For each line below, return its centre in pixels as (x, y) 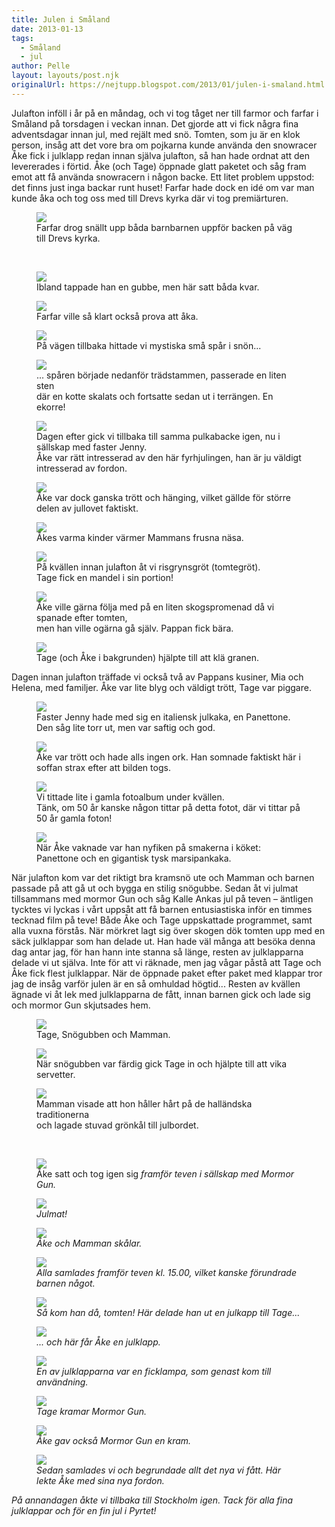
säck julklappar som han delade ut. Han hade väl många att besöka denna (163, 941)
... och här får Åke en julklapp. (98, 1342)
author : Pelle (41, 66)
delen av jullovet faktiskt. (87, 508)
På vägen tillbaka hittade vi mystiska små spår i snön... (149, 345)
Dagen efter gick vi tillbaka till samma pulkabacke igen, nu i (158, 436)
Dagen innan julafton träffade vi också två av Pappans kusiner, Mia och (157, 677)
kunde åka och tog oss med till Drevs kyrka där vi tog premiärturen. (150, 198)
